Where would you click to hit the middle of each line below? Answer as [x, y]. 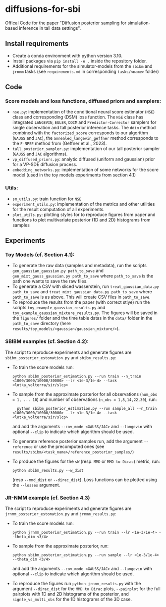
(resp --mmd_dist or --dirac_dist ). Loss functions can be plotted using [84, 480]
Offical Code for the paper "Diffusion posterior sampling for [66, 23]
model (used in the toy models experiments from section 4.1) [74, 175]
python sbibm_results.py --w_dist [48, 470]
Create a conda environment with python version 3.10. [67, 55]
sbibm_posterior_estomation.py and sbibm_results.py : [61, 357]
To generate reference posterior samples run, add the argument [77, 441]
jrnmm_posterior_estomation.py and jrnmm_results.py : [61, 514]
